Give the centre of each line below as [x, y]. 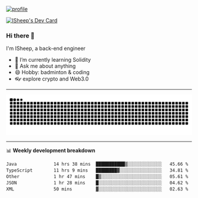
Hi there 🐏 [21, 35]
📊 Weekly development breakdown [51, 150]
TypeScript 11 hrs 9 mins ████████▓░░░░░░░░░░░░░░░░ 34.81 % [97, 170]
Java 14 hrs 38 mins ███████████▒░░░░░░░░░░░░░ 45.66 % [97, 165]
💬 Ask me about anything [45, 66]
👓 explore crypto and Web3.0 [52, 79]
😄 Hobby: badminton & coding [52, 72]
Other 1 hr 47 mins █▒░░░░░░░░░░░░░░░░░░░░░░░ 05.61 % [97, 176]
